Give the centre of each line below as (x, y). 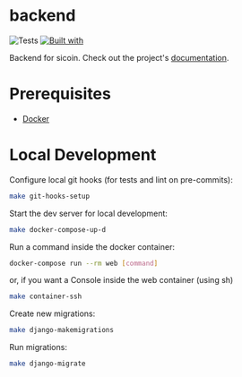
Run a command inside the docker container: (92, 246)
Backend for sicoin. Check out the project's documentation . (119, 57)
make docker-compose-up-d (57, 229)
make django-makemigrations (62, 330)
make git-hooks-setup (50, 196)
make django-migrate (48, 364)
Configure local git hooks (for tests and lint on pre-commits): (121, 179)
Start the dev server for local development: (89, 213)
